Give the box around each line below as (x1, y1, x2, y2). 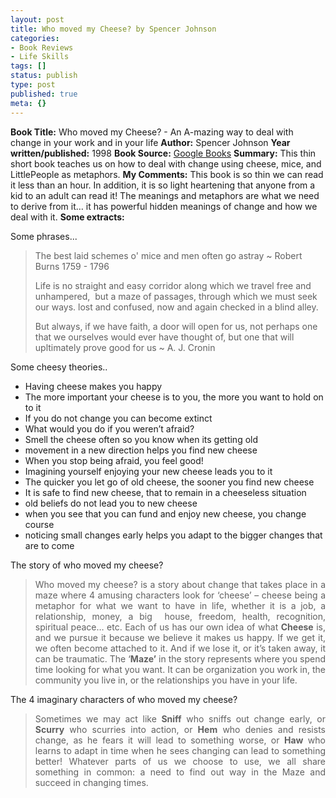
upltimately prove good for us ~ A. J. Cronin (34, 341, 216, 353)
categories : (10, 33, 60, 43)
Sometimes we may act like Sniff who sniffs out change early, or (34, 712, 326, 725)
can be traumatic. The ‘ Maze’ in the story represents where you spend (34, 652, 327, 665)
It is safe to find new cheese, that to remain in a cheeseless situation (24, 486, 307, 498)
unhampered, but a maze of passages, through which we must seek (34, 290, 318, 302)
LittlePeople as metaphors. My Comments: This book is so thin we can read (10, 168, 324, 180)
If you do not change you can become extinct (24, 412, 213, 424)
